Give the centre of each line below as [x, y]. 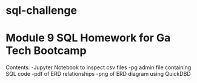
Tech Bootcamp [46, 51]
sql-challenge [41, 11]
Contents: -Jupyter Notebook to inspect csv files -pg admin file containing [98, 67]
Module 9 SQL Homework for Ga [88, 38]
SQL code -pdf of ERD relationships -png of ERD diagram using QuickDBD [98, 74]
